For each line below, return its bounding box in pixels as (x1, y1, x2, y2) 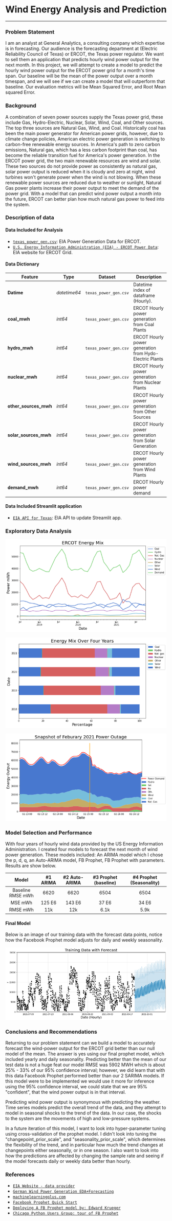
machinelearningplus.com (12, 1195, 66, 1200)
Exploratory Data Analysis (5, 527, 72, 535)
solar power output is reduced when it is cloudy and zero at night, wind (5, 168, 155, 174)
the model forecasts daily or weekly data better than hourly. (5, 1158, 132, 1164)
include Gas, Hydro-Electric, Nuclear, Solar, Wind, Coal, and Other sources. (5, 119, 164, 126)
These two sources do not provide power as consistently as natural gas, (5, 163, 158, 169)
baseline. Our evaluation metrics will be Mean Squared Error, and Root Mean (5, 84, 166, 90)
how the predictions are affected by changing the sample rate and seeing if (5, 1153, 164, 1159)
